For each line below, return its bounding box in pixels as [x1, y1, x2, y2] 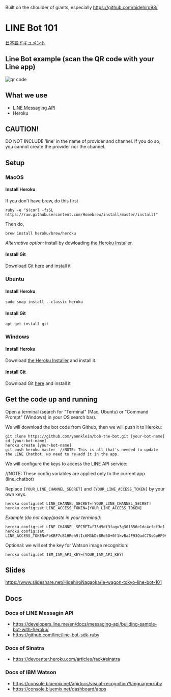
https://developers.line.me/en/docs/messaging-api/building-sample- [12, 621, 157, 627]
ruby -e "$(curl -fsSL [5, 208, 53, 213]
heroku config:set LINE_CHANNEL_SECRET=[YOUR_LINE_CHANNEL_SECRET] [5, 501, 152, 506]
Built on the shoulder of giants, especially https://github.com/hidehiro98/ [5, 5, 158, 10]
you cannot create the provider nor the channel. [5, 144, 106, 150]
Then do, [5, 221, 24, 227]
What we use [5, 91, 48, 100]
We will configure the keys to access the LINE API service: [5, 460, 128, 467]
